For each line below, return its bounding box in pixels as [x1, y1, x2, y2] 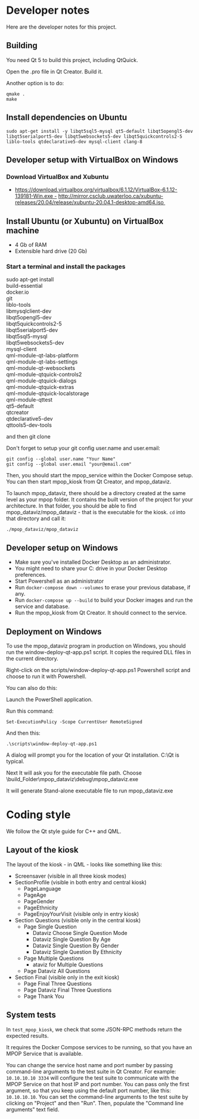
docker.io [6, 288, 29, 296]
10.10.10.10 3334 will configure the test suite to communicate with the [6, 1074, 179, 1081]
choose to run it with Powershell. [6, 673, 86, 680]
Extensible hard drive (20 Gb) [14, 248, 88, 255]
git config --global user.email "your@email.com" [6, 461, 132, 468]
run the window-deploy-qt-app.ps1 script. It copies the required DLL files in [6, 648, 191, 655]
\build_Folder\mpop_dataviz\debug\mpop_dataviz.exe [6, 775, 139, 782]
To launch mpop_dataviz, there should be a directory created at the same [6, 490, 186, 497]
